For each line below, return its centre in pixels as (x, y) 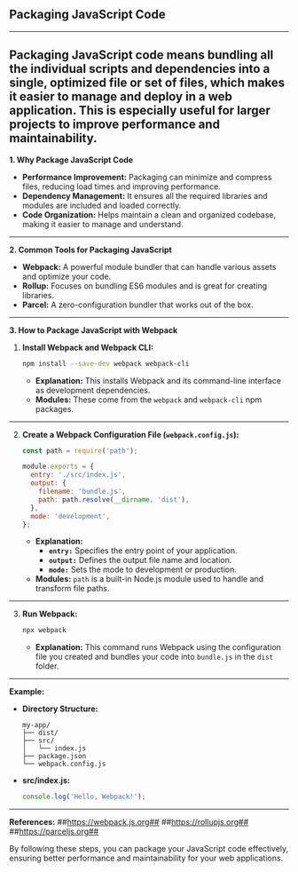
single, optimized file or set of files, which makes (147, 83)
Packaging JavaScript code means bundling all (141, 55)
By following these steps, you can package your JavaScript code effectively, (149, 849)
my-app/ (36, 725)
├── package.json (54, 757)
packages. (54, 408)
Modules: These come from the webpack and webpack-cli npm (149, 400)
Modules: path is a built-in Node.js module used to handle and (149, 579)
